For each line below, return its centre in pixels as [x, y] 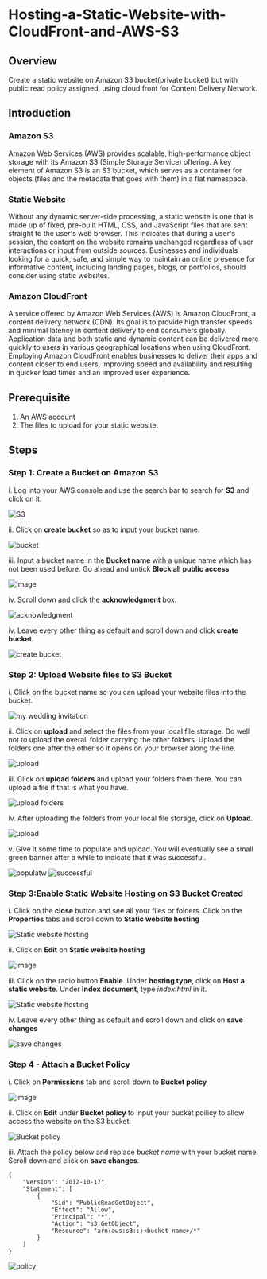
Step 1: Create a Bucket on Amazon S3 [83, 473]
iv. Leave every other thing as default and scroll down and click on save [126, 1020]
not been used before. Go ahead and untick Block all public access [119, 568]
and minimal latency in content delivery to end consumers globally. [118, 331]
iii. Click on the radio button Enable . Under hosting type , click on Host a [126, 981]
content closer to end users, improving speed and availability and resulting [130, 364]
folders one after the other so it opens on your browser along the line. [122, 748]
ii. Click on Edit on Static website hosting [77, 950]
